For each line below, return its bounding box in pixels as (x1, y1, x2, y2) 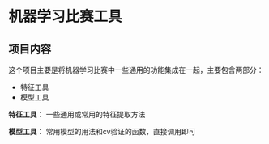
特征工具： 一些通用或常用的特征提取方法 (8, 110, 146, 119)
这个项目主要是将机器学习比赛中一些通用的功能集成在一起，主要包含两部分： (8, 66, 264, 74)
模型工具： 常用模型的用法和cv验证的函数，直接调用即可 (8, 127, 196, 136)
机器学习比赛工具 (8, 7, 123, 26)
